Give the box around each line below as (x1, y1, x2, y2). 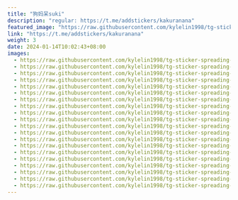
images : (7, 50, 30, 57)
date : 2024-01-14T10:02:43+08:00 (7, 43, 106, 50)
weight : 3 (7, 37, 37, 44)
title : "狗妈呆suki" (7, 10, 65, 18)
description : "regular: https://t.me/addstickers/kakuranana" (7, 17, 195, 24)
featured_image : (7, 23, 55, 30)
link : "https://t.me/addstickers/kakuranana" (7, 30, 144, 38)
